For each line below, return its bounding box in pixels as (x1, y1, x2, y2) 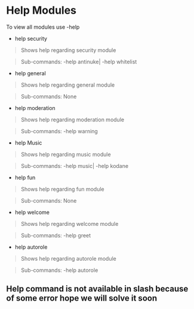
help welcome (14, 209, 50, 216)
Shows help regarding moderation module (20, 116, 124, 123)
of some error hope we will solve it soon (6, 293, 157, 304)
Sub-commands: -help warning (20, 127, 98, 134)
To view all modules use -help (6, 23, 80, 30)
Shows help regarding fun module (20, 185, 104, 192)
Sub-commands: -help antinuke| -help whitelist (20, 58, 137, 65)
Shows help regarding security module (20, 46, 116, 54)
